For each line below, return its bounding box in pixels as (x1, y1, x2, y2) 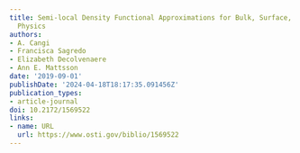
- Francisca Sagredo (9, 47, 87, 56)
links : (9, 113, 34, 122)
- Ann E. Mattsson (9, 64, 78, 73)
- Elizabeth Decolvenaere (9, 55, 106, 64)
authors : (9, 30, 42, 39)
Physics (17, 22, 47, 31)
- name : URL (9, 122, 54, 131)
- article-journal (9, 96, 78, 106)
